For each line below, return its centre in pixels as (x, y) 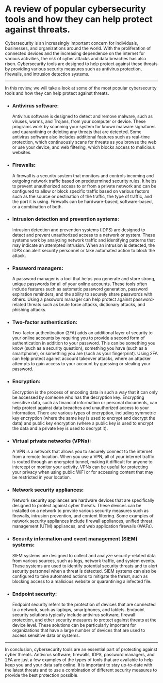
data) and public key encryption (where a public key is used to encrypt (83, 423)
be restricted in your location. (41, 478)
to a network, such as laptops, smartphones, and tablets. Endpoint (78, 609)
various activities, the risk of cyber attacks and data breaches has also (76, 58)
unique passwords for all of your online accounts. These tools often (79, 284)
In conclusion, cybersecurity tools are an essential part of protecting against (81, 649)
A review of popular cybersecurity (75, 9)
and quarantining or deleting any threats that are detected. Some (77, 132)
